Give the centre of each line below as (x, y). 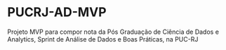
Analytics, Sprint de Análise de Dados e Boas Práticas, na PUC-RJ (103, 39)
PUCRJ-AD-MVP (57, 12)
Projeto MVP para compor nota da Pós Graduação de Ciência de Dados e (113, 32)
